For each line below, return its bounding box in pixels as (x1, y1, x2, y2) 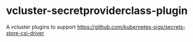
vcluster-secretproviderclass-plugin (6, 4, 188, 17)
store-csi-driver (6, 29, 45, 36)
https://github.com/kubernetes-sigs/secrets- (77, 23, 186, 30)
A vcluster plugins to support (6, 23, 76, 30)
